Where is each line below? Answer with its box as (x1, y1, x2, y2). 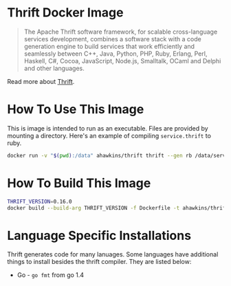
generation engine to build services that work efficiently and (23, 42, 195, 50)
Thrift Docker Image (7, 5, 124, 21)
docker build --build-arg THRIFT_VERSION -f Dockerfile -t (7, 204, 180, 211)
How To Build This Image (7, 175, 151, 190)
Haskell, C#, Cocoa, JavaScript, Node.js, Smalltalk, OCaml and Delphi (23, 56, 221, 65)
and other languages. (23, 64, 85, 72)
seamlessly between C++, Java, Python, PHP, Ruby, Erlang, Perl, (23, 49, 208, 58)
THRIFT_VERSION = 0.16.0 (7, 198, 72, 205)
